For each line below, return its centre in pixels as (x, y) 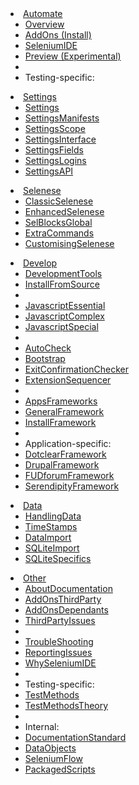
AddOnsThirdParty (63, 599)
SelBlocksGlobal (58, 222)
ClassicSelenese (59, 201)
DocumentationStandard (75, 737)
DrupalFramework (62, 465)
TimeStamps (51, 526)
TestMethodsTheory (66, 705)
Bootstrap (45, 358)
